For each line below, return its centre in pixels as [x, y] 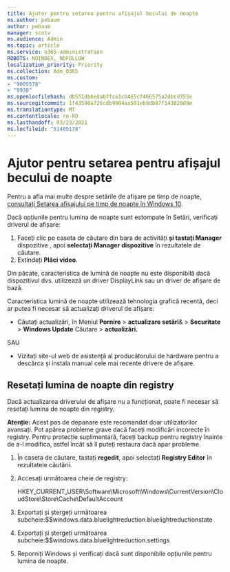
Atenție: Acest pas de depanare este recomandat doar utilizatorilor [102, 422]
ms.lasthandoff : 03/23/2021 [48, 122]
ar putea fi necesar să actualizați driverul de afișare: [81, 309]
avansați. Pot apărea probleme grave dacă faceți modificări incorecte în [108, 430]
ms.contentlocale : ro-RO [43, 116]
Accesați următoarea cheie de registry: [72, 478]
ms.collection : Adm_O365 [43, 71]
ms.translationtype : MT [41, 110]
